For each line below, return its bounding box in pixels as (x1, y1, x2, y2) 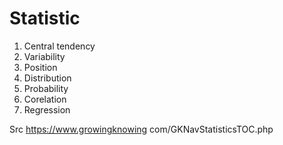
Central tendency (23, 40, 96, 52)
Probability (23, 82, 69, 94)
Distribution (23, 72, 72, 84)
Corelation (23, 93, 67, 105)
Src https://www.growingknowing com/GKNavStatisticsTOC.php (9, 123, 274, 135)
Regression (23, 103, 71, 116)
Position (23, 61, 58, 73)
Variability (23, 50, 66, 62)
